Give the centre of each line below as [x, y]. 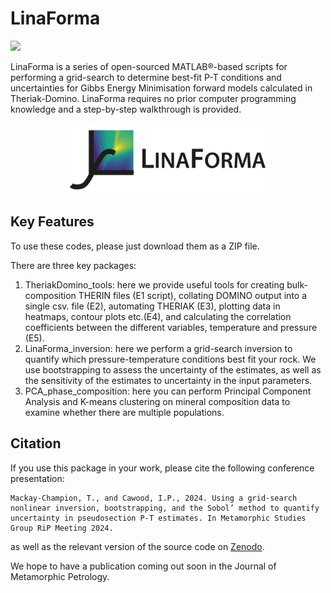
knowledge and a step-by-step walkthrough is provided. [126, 109]
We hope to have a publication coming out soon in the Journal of [143, 566]
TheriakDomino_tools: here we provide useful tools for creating [154, 284]
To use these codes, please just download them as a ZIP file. [135, 246]
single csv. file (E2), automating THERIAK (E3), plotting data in [152, 306]
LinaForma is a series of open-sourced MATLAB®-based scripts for [149, 66]
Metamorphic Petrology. [60, 576]
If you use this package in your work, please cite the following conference [162, 468]
